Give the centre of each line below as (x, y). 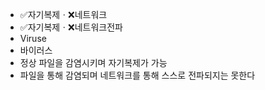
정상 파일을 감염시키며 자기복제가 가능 (93, 62)
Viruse (33, 38)
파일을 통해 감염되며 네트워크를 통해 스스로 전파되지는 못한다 (137, 75)
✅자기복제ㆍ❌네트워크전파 (71, 27)
